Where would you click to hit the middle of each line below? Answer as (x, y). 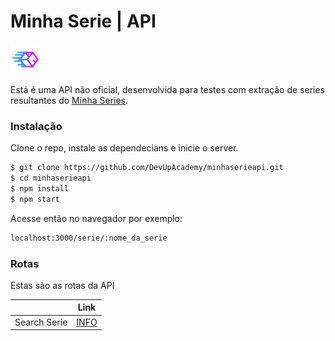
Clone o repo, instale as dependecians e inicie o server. (124, 148)
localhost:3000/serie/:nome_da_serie (89, 238)
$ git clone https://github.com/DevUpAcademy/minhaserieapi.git (147, 168)
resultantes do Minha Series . (69, 100)
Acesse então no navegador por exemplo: (96, 218)
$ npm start (35, 199)
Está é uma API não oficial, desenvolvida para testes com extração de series (168, 89)
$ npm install (40, 188)
